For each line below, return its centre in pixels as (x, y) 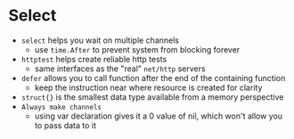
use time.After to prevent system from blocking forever (137, 49)
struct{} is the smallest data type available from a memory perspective (152, 97)
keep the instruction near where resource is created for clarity (148, 87)
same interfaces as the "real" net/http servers (120, 69)
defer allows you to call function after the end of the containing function (153, 78)
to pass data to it (65, 125)
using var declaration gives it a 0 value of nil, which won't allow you (158, 116)
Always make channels (61, 107)
